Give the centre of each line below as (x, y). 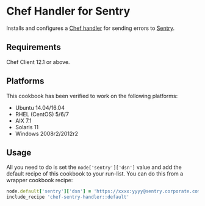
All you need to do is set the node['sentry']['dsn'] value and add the (94, 167)
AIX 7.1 (23, 121)
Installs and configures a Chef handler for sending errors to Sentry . (91, 28)
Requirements (34, 47)
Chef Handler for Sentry (68, 11)
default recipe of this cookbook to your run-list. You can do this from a (95, 174)
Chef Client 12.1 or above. (38, 62)
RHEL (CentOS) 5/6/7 (42, 114)
